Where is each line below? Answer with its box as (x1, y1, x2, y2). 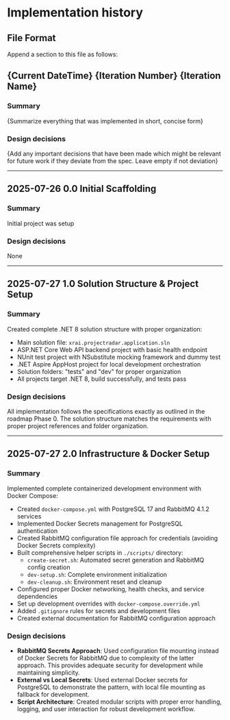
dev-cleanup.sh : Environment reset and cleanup (27, 578, 162, 586)
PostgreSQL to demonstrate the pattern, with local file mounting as (16, 683, 205, 691)
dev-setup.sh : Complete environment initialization (27, 570, 168, 578)
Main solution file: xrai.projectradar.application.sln (16, 338, 170, 347)
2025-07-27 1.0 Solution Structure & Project (7, 278, 199, 290)
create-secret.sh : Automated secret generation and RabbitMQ (27, 556, 205, 564)
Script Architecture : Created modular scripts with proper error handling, (16, 697, 222, 706)
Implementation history (7, 5, 144, 21)
